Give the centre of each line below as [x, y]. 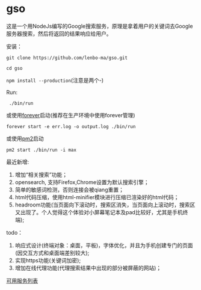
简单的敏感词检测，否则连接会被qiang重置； [70, 190]
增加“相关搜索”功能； [41, 174]
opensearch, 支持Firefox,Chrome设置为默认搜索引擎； [82, 182]
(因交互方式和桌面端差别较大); [52, 253]
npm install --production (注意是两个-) [55, 80]
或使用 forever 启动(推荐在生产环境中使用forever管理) [71, 115]
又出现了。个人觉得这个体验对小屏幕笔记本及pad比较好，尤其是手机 [99, 212]
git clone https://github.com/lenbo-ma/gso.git [67, 58]
